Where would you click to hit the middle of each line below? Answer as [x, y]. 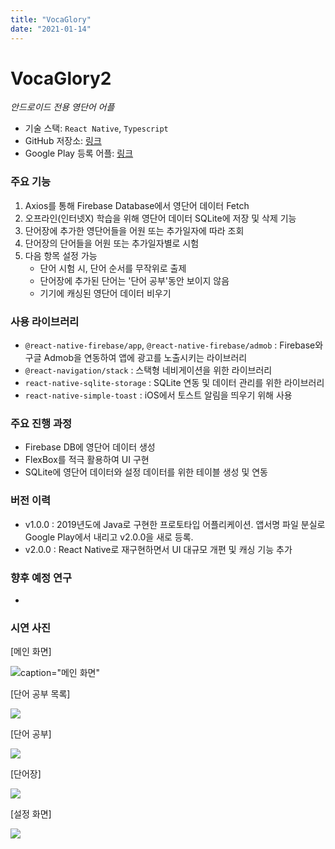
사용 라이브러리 [45, 321]
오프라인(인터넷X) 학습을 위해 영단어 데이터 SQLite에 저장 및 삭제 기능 [160, 218]
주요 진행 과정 [41, 423]
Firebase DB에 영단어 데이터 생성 [90, 447]
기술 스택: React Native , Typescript [96, 128]
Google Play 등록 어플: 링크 [79, 153]
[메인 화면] [31, 652]
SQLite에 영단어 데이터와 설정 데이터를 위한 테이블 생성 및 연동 [146, 472]
